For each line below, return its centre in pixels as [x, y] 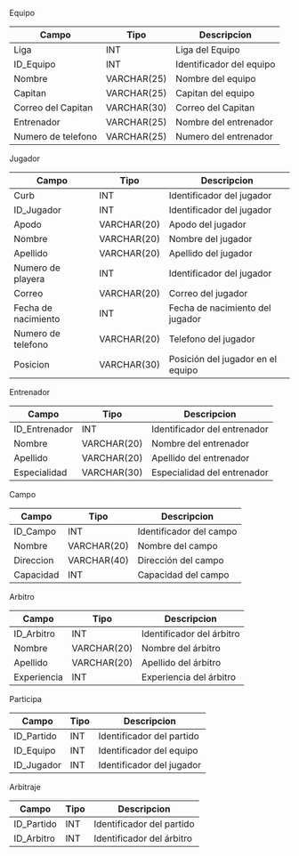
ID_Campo [35, 531]
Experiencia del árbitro [189, 677]
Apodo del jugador [207, 224]
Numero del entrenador [224, 137]
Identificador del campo [187, 531]
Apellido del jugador [211, 253]
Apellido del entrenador [200, 458]
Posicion [32, 364]
